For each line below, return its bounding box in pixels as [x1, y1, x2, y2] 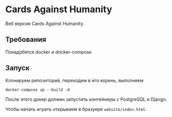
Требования [5, 35, 46, 44]
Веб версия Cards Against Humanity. [5, 20, 85, 27]
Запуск [5, 64, 30, 73]
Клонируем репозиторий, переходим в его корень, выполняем [5, 77, 144, 83]
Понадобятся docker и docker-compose [5, 49, 92, 55]
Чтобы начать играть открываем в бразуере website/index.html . [5, 106, 147, 112]
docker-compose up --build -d [5, 87, 70, 92]
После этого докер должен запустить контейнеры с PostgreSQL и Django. [5, 96, 167, 102]
